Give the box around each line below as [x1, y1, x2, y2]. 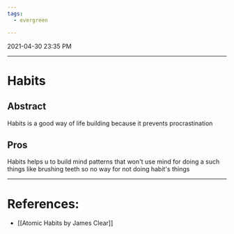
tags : [7, 10, 23, 17]
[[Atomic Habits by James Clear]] [17, 219, 114, 227]
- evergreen [13, 17, 49, 24]
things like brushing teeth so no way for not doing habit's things [7, 165, 190, 173]
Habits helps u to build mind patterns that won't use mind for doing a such [7, 157, 220, 166]
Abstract [7, 100, 47, 112]
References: [7, 196, 79, 212]
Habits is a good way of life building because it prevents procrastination [7, 119, 213, 127]
